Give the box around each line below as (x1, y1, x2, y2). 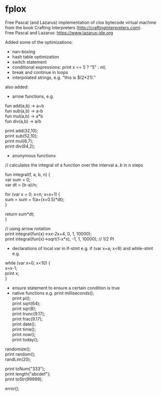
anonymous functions (12, 152, 56, 159)
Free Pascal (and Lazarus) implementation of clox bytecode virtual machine (5, 19, 157, 25)
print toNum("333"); (5, 366, 45, 372)
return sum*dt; (5, 211, 35, 217)
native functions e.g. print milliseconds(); (12, 290, 94, 296)
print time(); (12, 326, 36, 332)
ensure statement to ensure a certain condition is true (12, 285, 120, 290)
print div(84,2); (5, 143, 36, 149)
